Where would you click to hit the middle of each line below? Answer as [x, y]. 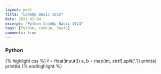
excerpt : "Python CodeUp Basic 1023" [44, 24]
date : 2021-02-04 [23, 19]
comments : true [21, 33]
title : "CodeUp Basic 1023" [34, 14]
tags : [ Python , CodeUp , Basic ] [38, 28]
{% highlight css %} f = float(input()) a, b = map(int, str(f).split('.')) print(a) [81, 61]
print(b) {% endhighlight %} [34, 66]
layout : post [19, 10]
